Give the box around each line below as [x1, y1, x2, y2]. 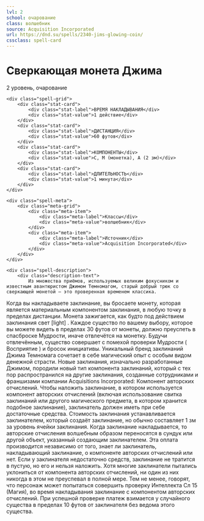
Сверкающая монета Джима [6, 64, 162, 78]
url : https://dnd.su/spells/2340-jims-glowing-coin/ [6, 32, 144, 38]
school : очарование [6, 15, 56, 21]
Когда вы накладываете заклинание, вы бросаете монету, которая [6, 299, 181, 307]
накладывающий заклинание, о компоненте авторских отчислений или [6, 449, 193, 456]
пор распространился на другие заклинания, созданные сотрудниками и [6, 371, 199, 378]
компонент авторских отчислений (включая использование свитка [6, 390, 182, 398]
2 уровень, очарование [6, 84, 68, 91]
